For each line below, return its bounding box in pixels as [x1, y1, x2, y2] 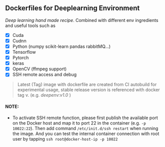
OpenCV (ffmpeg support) [12, 66, 67, 72]
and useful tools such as [5, 22, 56, 28]
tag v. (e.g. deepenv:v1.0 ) [17, 92, 71, 98]
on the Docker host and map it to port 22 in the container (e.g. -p [12, 120, 146, 126]
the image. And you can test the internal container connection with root [12, 131, 159, 137]
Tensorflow [12, 49, 36, 55]
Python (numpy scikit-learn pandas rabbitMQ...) [12, 43, 111, 49]
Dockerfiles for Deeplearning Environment [5, 4, 140, 12]
